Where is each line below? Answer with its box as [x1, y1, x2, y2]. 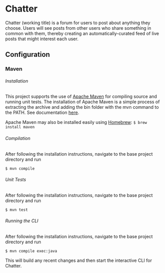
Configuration [5, 50, 50, 59]
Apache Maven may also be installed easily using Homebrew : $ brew [5, 119, 147, 125]
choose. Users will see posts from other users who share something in [5, 25, 152, 31]
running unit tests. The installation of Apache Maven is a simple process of [5, 99, 160, 105]
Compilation [5, 135, 31, 142]
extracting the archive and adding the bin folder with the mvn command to [5, 104, 159, 110]
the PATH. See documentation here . [5, 109, 79, 116]
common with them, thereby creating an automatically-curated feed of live [5, 30, 159, 36]
